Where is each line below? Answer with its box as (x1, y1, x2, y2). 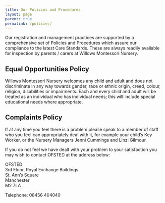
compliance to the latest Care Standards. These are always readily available (5, 45, 160, 51)
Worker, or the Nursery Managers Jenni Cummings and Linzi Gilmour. (5, 137, 147, 143)
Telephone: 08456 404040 (5, 192, 61, 198)
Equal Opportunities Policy (5, 65, 89, 73)
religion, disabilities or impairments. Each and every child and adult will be (5, 89, 156, 95)
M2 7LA (5, 182, 21, 188)
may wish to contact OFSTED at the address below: (5, 152, 110, 157)
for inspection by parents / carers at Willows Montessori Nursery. (5, 51, 138, 56)
